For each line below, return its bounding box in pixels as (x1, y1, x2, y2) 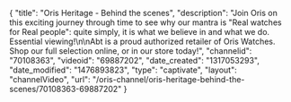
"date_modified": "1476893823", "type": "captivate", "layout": (9, 64, 237, 75)
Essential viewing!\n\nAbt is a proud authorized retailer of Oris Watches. (9, 36, 276, 47)
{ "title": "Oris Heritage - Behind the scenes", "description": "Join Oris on (9, 8, 278, 18)
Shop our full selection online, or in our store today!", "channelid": (9, 46, 252, 56)
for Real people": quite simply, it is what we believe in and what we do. (9, 27, 270, 37)
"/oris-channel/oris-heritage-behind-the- (93, 74, 245, 84)
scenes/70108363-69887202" (9, 84, 122, 94)
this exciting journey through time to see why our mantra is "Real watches (9, 17, 282, 28)
